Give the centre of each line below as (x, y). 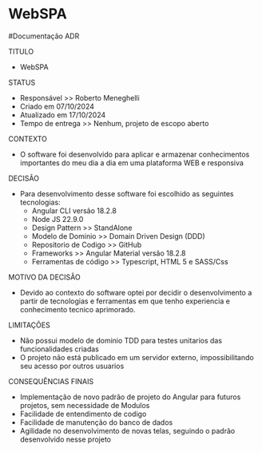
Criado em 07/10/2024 (57, 106)
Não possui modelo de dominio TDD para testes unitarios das (121, 340)
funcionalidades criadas (60, 349)
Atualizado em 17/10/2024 (63, 115)
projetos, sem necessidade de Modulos (85, 405)
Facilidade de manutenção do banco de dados (96, 422)
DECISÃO (24, 178)
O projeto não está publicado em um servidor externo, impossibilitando (137, 357)
